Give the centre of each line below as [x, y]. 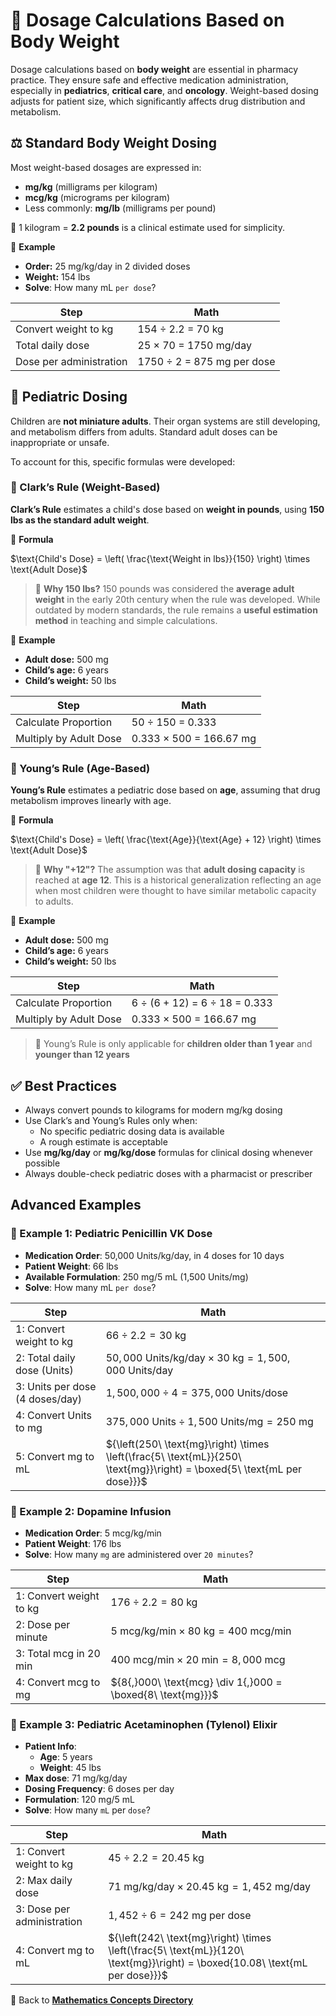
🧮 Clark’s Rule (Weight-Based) [85, 487]
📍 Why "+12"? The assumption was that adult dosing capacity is [170, 870]
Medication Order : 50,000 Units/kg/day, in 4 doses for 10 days [154, 1255]
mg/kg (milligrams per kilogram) [91, 186]
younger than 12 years [82, 1055]
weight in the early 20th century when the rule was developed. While [177, 599]
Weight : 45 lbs [70, 1768]
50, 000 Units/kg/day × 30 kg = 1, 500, [198, 1357]
